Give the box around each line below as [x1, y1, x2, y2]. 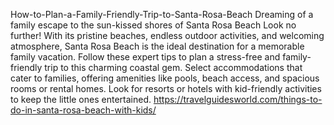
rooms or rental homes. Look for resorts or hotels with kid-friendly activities [10, 83, 322, 94]
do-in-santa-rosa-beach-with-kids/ [10, 104, 157, 116]
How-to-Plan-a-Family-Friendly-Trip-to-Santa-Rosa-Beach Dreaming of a [10, 9, 314, 20]
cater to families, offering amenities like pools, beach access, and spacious [10, 72, 320, 84]
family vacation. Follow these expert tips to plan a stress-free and [10, 51, 281, 63]
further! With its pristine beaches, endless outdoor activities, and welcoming [10, 30, 325, 41]
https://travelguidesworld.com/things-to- [153, 94, 323, 105]
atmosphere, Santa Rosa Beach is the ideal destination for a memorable [10, 40, 305, 52]
